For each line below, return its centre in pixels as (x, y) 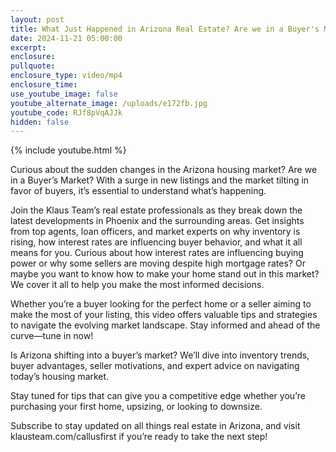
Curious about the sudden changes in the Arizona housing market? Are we (164, 170)
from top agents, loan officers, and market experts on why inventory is (155, 232)
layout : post (37, 19)
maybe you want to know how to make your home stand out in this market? (165, 274)
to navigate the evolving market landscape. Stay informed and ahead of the (165, 325)
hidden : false (40, 122)
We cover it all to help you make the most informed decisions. (137, 285)
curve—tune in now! (52, 336)
